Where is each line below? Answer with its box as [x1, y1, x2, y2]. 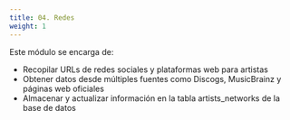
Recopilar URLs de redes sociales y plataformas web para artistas [22, 64, 269, 75]
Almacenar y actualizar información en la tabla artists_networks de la [22, 92, 281, 104]
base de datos [22, 102, 77, 113]
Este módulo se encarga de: [9, 46, 114, 57]
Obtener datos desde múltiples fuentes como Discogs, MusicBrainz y [22, 73, 282, 84]
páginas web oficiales [22, 83, 104, 94]
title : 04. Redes [9, 13, 75, 23]
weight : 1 [9, 22, 47, 31]
